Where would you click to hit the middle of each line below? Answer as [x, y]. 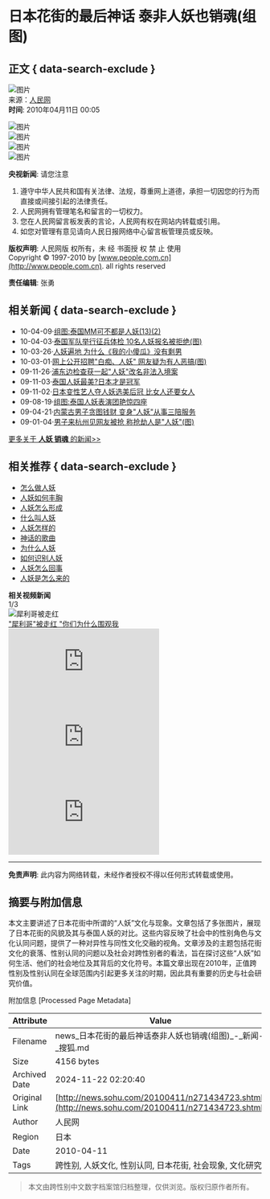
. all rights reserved [134, 266]
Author [25, 1122]
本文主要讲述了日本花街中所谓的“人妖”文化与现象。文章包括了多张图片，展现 [135, 923]
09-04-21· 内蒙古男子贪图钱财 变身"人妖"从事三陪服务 [108, 412]
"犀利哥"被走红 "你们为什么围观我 [63, 623]
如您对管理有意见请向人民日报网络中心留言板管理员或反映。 [119, 231]
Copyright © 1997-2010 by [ [55, 257]
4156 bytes [77, 1061]
